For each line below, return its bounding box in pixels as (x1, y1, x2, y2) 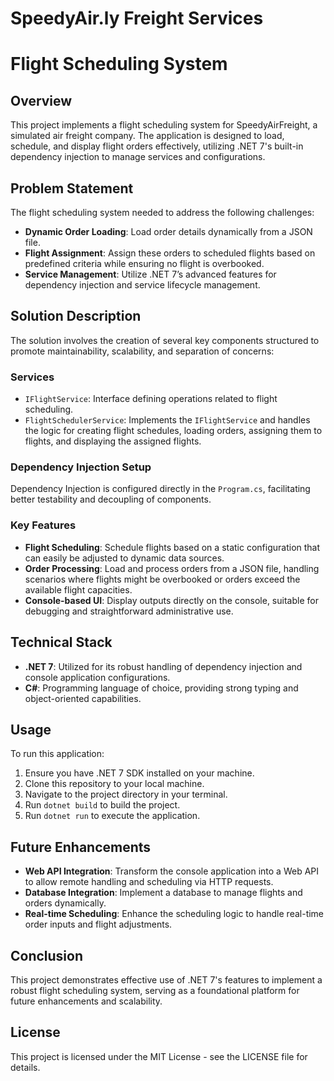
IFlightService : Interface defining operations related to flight (24, 393, 278, 405)
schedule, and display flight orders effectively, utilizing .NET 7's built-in (10, 140, 304, 152)
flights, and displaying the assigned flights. (24, 435, 202, 447)
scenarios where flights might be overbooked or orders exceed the (24, 573, 301, 585)
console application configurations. (24, 671, 171, 683)
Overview (10, 92, 73, 109)
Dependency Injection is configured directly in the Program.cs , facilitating (10, 483, 311, 495)
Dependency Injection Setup (10, 460, 152, 474)
